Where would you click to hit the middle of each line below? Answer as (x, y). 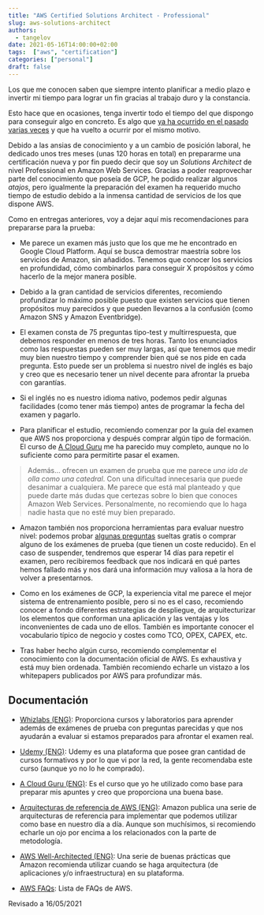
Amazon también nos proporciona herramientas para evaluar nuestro (132, 527)
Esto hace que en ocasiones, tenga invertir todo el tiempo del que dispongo (131, 113)
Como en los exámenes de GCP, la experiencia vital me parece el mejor (136, 593)
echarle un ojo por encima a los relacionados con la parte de (118, 832)
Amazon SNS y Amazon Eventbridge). (81, 317)
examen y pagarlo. (50, 414)
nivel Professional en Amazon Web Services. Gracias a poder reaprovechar (130, 170)
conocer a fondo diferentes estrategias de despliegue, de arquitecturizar (138, 609)
